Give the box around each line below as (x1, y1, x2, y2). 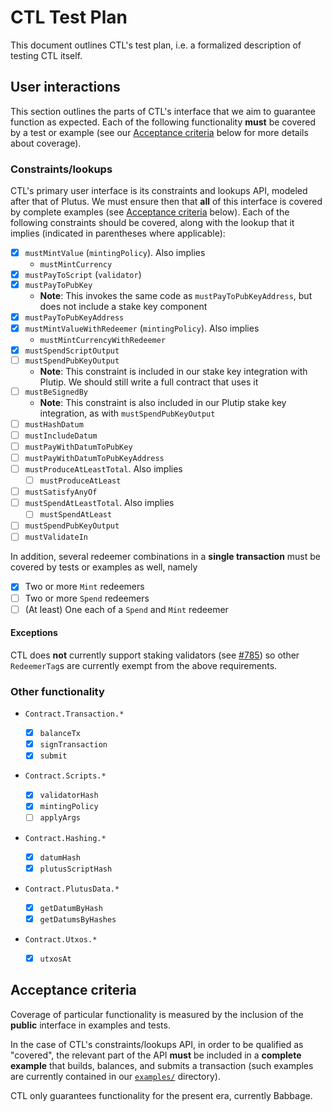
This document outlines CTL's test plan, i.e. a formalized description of (10, 39, 302, 51)
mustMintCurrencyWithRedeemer (39, 336, 167, 346)
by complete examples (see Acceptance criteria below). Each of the (10, 206, 290, 218)
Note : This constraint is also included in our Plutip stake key (39, 396, 287, 408)
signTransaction (39, 740, 108, 750)
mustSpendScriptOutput (24, 346, 120, 356)
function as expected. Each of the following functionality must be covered (10, 116, 316, 128)
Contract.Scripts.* (24, 771, 107, 781)
